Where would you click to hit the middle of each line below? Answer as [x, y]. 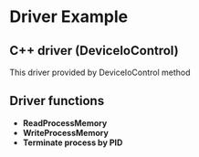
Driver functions [57, 101]
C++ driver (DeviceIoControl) [94, 51]
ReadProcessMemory [65, 123]
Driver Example [69, 17]
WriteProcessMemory [66, 132]
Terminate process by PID [73, 142]
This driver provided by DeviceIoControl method [100, 72]
